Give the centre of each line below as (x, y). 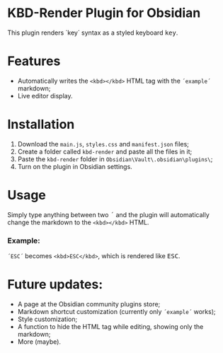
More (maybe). (39, 342)
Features (34, 61)
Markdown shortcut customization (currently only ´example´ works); (116, 311)
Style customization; (47, 319)
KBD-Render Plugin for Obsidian (104, 13)
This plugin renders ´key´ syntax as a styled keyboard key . (93, 33)
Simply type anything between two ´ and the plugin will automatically (109, 214)
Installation (41, 125)
